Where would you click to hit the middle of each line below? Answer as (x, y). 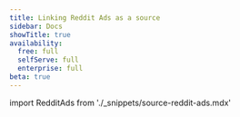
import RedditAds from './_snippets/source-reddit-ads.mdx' (120, 102)
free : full (38, 52)
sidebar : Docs (36, 26)
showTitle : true (40, 34)
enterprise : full (50, 69)
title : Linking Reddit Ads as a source (85, 18)
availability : (36, 43)
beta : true (30, 77)
